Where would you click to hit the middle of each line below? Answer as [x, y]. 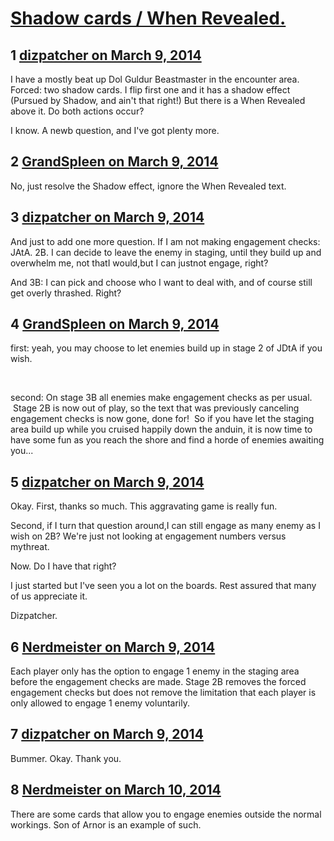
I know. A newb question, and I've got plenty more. [115, 130]
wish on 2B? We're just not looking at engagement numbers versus [148, 536]
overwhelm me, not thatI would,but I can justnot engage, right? [139, 263]
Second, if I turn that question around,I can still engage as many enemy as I [165, 526]
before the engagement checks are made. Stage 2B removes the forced [158, 682]
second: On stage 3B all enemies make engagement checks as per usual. [161, 398]
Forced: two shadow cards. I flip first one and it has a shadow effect [150, 90]
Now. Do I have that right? [63, 566]
